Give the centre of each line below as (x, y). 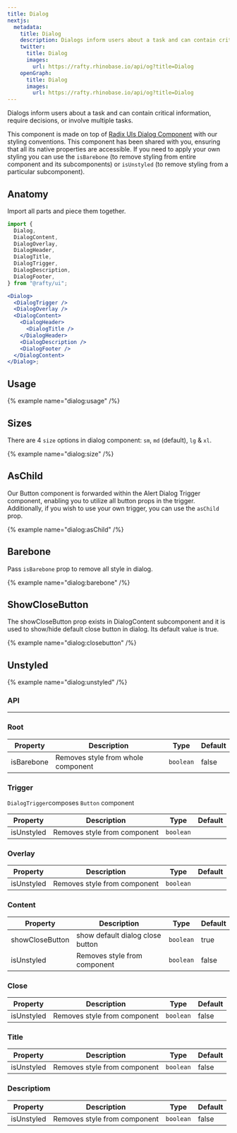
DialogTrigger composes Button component (71, 803)
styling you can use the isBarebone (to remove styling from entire (102, 157)
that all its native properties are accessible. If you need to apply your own (114, 149)
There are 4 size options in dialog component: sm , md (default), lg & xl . (109, 440)
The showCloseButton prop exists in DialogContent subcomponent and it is (116, 622)
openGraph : (36, 73)
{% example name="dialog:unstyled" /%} (67, 682)
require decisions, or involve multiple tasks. (70, 120)
